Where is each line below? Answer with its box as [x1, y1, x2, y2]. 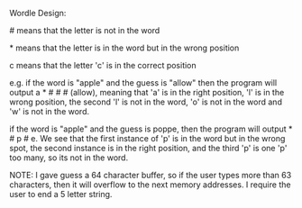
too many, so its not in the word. [9, 152, 129, 163]
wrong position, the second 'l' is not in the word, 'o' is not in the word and [9, 96, 282, 107]
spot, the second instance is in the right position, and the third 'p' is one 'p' [9, 143, 288, 153]
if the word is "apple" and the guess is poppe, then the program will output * [9, 123, 293, 134]
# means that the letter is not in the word [9, 25, 160, 35]
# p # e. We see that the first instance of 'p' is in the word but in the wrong [9, 133, 286, 143]
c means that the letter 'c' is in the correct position [9, 60, 197, 70]
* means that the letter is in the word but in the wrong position [9, 42, 240, 53]
